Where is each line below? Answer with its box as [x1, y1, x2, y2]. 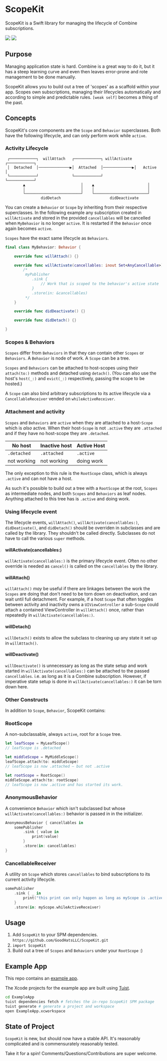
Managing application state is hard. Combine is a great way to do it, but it [5, 63, 155, 69]
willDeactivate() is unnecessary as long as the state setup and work [5, 662, 148, 668]
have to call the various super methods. [5, 535, 85, 541]
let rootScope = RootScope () [5, 773, 66, 778]
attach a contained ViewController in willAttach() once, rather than [5, 607, 144, 613]
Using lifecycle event [5, 508, 57, 515]
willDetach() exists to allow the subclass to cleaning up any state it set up [5, 635, 158, 640]
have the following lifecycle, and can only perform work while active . [5, 132, 147, 138]
